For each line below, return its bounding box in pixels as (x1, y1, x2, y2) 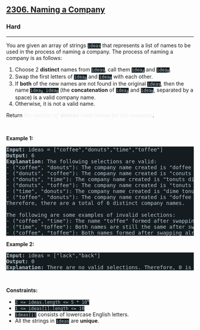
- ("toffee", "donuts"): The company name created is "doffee (6, 193, 192, 200)
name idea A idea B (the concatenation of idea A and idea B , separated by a (14, 86, 193, 95)
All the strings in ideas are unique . (14, 317, 99, 324)
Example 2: (6, 240, 35, 247)
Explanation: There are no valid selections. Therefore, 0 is (6, 264, 192, 271)
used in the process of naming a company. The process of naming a (6, 48, 174, 55)
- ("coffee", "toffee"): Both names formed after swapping (6, 229, 183, 236)
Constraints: (6, 287, 38, 294)
